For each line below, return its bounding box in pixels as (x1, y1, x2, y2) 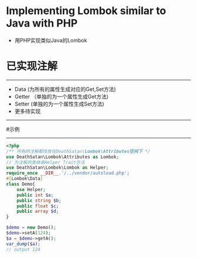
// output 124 (6, 246, 41, 252)
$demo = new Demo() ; (6, 225, 57, 230)
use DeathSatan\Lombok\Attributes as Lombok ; (6, 154, 119, 160)
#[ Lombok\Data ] (6, 176, 43, 182)
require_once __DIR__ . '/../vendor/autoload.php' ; (6, 170, 130, 176)
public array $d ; (16, 209, 59, 215)
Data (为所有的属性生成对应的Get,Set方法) (14, 85, 116, 92)
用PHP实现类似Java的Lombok (14, 36, 87, 43)
